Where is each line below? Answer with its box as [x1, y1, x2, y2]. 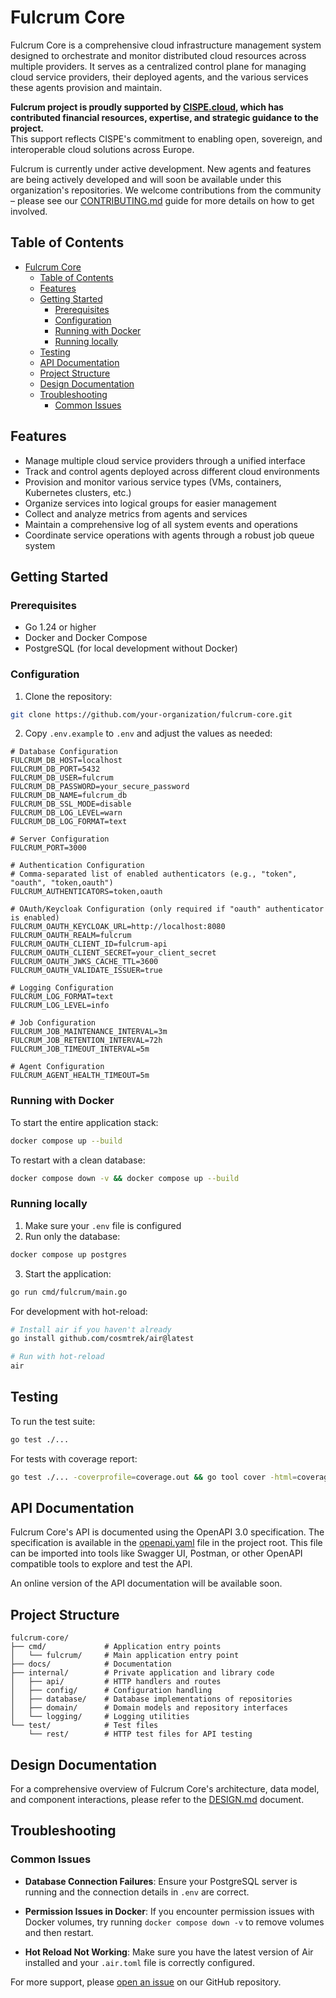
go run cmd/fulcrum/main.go [10, 1287, 128, 1297]
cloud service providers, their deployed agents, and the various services [10, 71, 309, 83]
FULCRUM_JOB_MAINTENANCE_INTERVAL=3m [10, 1027, 168, 1037]
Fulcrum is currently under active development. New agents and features [10, 162, 312, 175]
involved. [10, 205, 48, 217]
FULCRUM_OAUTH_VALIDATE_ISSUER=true [10, 966, 163, 976]
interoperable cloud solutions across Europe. [10, 143, 195, 155]
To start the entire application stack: [10, 1116, 159, 1128]
